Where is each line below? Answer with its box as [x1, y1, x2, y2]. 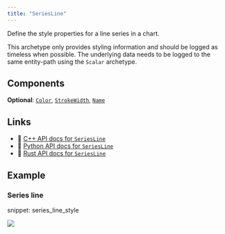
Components [7, 78, 65, 90]
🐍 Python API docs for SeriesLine [17, 142, 113, 150]
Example [7, 169, 46, 181]
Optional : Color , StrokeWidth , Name [7, 96, 106, 104]
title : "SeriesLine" [7, 10, 67, 17]
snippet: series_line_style [7, 206, 79, 214]
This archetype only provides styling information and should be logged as [7, 42, 218, 51]
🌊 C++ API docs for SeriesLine [17, 135, 106, 143]
